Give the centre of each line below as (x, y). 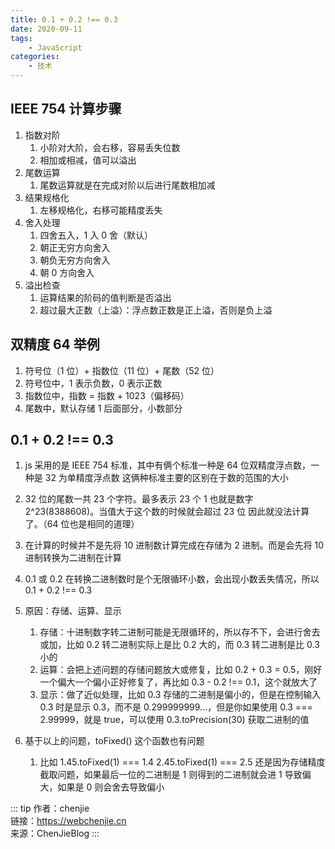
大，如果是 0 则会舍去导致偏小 (102, 787)
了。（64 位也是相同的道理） (82, 524)
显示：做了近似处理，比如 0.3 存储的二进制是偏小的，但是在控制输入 (180, 695)
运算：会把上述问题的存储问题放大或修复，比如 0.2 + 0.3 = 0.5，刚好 (181, 670)
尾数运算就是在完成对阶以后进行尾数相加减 (127, 185)
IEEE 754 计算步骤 (66, 109)
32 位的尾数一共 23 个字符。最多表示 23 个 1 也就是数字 (139, 499)
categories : (35, 57)
